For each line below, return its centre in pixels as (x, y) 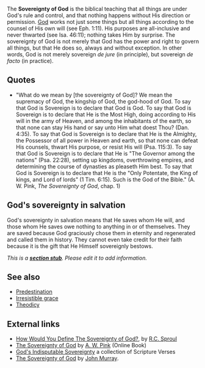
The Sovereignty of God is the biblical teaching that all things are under (97, 9)
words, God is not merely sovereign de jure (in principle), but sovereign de (100, 54)
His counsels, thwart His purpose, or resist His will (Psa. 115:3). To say (104, 147)
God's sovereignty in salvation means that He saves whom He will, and (96, 220)
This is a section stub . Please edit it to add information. (77, 258)
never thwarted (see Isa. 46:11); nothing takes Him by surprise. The (91, 35)
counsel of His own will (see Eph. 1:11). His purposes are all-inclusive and (99, 28)
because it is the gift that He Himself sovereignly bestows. (80, 246)
